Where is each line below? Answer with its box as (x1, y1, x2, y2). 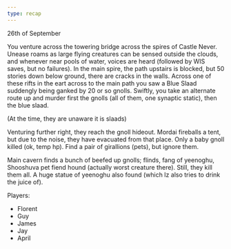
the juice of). (7, 177, 43, 186)
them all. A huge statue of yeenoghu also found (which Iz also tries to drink (7, 170, 221, 179)
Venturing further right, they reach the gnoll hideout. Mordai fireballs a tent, (7, 128, 221, 136)
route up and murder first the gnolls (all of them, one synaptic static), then (7, 94, 217, 102)
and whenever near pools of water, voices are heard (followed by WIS (7, 57, 205, 66)
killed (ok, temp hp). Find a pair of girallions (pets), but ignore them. (7, 142, 199, 150)
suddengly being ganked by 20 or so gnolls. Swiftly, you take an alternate (7, 86, 216, 94)
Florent (17, 204, 38, 212)
